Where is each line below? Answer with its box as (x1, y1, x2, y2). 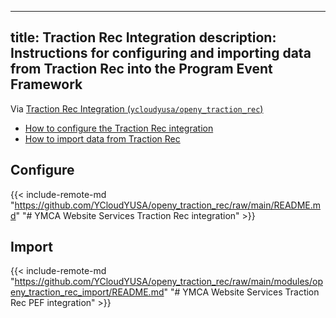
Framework (10, 76, 83, 93)
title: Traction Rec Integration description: (10, 29, 277, 46)
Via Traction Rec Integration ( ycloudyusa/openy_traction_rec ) (10, 102, 264, 115)
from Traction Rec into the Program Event (10, 61, 273, 78)
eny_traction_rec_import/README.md (10, 286, 165, 298)
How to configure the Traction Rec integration (24, 122, 214, 134)
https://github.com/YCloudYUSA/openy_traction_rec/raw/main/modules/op (14, 276, 323, 288)
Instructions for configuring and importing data (10, 45, 312, 62)
